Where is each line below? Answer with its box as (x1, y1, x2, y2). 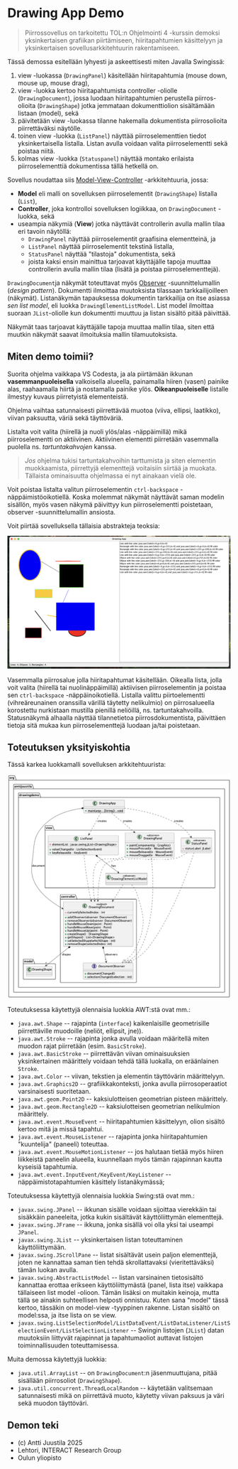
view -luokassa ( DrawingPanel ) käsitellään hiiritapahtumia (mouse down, (17, 71, 228, 80)
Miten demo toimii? (7, 350, 94, 363)
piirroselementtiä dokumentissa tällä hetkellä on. (17, 161, 159, 170)
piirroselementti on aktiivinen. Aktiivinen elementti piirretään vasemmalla (7, 435, 219, 443)
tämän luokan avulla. (17, 1265, 78, 1274)
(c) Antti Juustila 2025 (17, 1438, 83, 1447)
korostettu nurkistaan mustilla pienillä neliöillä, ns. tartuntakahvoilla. (7, 706, 204, 714)
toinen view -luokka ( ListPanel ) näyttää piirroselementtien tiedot (17, 131, 207, 140)
